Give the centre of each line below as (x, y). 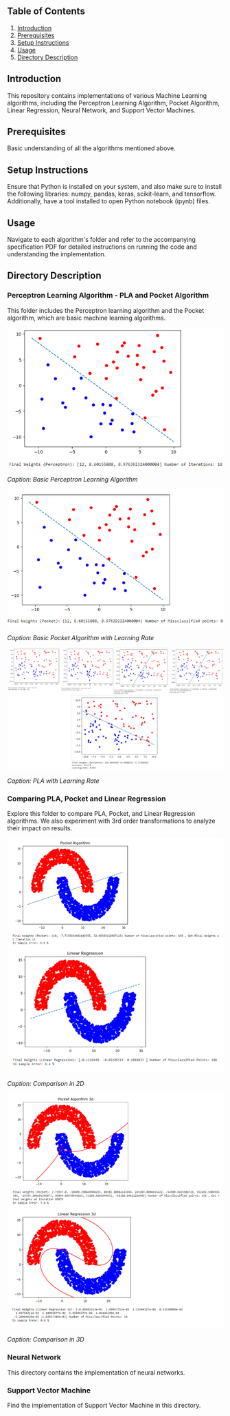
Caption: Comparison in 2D (46, 1084)
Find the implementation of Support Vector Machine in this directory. (104, 1405)
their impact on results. (40, 828)
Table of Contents (46, 11)
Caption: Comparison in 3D (46, 1340)
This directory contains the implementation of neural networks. (96, 1372)
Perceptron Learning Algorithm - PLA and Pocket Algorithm (108, 296)
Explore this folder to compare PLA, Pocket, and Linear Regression (101, 814)
